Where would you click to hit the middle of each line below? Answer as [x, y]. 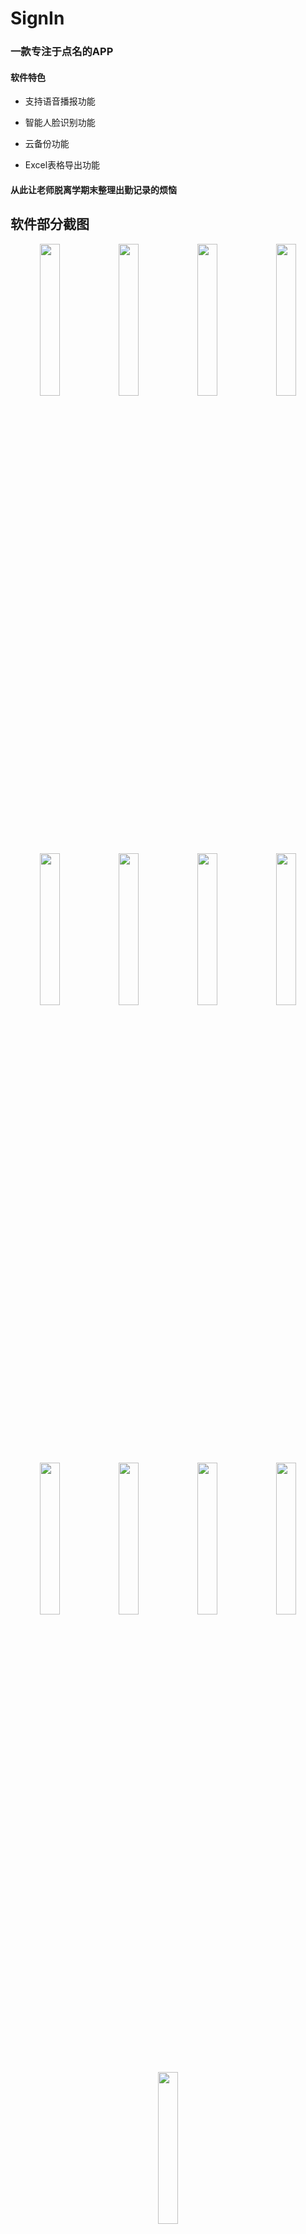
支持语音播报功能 [60, 101]
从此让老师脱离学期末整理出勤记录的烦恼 [93, 189]
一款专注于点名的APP [62, 52]
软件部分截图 [50, 224]
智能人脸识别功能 [60, 123]
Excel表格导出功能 [62, 165]
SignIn [37, 18]
